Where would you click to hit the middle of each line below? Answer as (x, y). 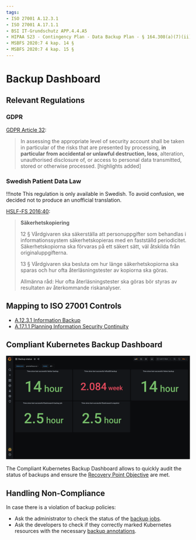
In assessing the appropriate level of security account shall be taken (102, 141)
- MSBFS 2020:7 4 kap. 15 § (40, 50)
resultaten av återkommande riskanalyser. (71, 288)
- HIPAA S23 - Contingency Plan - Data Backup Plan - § (75, 37)
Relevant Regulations (45, 100)
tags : (13, 12)
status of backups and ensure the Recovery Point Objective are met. (88, 475)
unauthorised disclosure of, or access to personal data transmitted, (101, 160)
